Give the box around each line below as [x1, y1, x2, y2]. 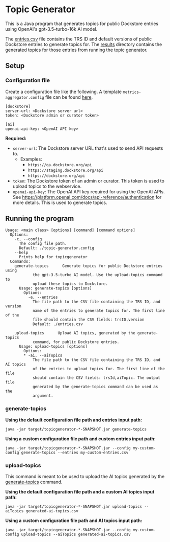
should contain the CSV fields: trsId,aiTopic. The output [32, 375, 160, 380]
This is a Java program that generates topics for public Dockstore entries [5, 20, 159, 27]
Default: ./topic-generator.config [18, 245, 95, 251]
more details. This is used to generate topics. [12, 199, 107, 206]
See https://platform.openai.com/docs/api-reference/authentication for [12, 194, 162, 200]
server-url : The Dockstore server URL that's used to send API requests [12, 145, 163, 151]
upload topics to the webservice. [12, 183, 82, 189]
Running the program [5, 214, 74, 223]
